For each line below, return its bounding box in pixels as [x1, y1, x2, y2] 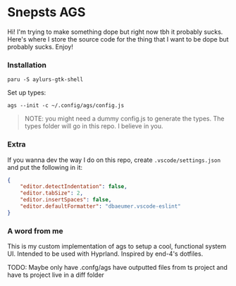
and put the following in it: [7, 163, 83, 171]
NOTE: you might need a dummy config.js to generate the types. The [24, 114, 225, 123]
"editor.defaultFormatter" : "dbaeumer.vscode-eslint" [20, 203, 181, 210]
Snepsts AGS [7, 4, 86, 20]
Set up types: [7, 89, 46, 97]
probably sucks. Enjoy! [7, 42, 74, 51]
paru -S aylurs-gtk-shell [7, 76, 83, 83]
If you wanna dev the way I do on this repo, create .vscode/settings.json [7, 156, 221, 164]
